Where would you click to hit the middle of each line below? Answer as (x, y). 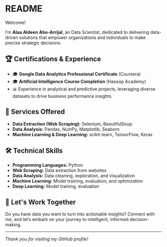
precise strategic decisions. (34, 42)
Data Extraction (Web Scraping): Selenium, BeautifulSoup (72, 124)
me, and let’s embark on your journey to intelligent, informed (67, 220)
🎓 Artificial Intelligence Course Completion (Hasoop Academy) (79, 81)
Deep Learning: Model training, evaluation (56, 186)
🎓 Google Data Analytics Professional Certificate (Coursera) (77, 74)
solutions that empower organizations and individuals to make (83, 37)
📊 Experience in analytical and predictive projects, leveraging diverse (84, 89)
